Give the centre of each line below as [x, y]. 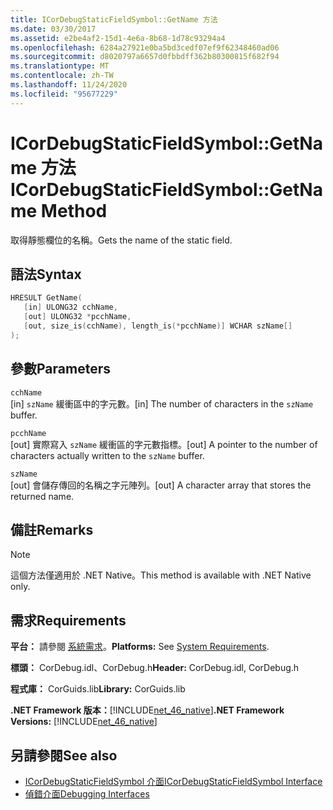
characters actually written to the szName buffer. [107, 455]
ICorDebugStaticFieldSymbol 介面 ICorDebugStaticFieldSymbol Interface [173, 781]
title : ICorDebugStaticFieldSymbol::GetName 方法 [114, 19]
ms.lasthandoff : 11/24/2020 [69, 85]
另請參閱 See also [64, 755]
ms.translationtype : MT [60, 66]
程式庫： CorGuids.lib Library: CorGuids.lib [98, 689]
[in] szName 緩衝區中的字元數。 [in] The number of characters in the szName [162, 403]
